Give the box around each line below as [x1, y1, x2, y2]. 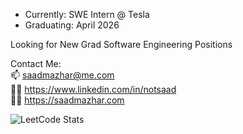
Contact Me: [10, 58, 62, 69]
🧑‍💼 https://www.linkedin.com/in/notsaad [10, 84, 177, 95]
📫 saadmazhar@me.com [10, 69, 115, 81]
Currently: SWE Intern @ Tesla [24, 9, 150, 20]
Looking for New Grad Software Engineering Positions [10, 39, 233, 50]
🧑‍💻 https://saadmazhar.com [10, 94, 125, 106]
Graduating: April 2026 [24, 19, 120, 31]
